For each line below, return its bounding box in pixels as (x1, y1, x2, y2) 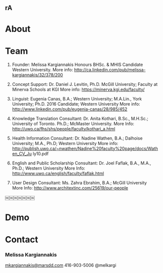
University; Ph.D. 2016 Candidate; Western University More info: (12, 101, 141, 107)
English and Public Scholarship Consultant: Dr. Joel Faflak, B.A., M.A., (12, 160, 151, 166)
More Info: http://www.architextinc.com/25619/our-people (12, 185, 129, 191)
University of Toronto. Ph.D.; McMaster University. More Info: (12, 121, 134, 127)
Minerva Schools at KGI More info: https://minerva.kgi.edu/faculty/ (12, 86, 145, 92)
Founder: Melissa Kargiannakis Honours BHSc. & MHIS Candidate (12, 62, 143, 67)
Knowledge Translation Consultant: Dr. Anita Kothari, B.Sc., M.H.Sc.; (12, 115, 148, 121)
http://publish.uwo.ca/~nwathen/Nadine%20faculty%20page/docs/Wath (12, 145, 159, 151)
